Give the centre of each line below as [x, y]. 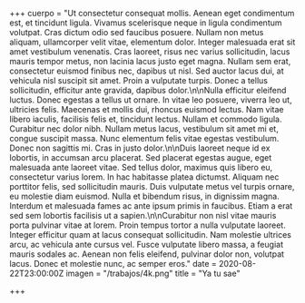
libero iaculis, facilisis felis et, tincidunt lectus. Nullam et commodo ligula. [146, 119]
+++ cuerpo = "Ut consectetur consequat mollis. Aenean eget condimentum [152, 13]
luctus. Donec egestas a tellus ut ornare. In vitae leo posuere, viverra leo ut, [151, 100]
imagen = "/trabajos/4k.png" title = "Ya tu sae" [153, 273]
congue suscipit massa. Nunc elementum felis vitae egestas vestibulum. [144, 138]
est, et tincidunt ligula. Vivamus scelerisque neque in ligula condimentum [146, 23]
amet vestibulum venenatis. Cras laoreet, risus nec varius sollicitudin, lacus [150, 52]
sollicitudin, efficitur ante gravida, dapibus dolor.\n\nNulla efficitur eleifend [148, 90]
